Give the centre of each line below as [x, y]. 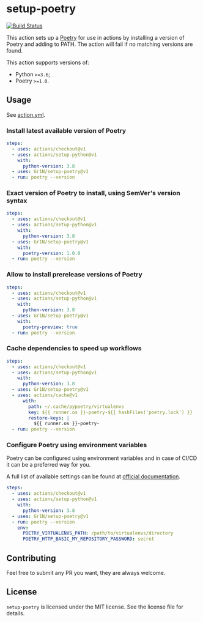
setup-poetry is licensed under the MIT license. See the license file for [95, 607]
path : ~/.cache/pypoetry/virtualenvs [76, 406]
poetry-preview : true [50, 327]
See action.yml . [26, 114]
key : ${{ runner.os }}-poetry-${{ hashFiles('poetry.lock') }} [110, 412]
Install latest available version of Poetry [66, 130]
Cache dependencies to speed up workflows [74, 349]
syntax [17, 201]
